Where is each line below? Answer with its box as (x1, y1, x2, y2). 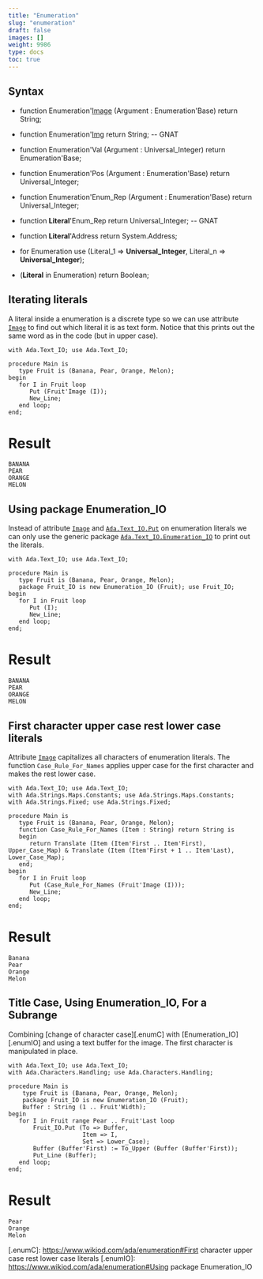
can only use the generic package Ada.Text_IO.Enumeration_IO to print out (8, 532, 250, 542)
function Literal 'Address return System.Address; (19, 231, 178, 241)
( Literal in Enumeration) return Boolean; (19, 270, 149, 279)
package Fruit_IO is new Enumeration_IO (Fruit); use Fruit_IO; (18, 583, 235, 591)
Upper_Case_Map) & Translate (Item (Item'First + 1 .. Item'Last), (8, 846, 235, 854)
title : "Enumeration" (8, 11, 80, 20)
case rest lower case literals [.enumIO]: (8, 1253, 136, 1263)
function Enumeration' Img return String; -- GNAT (19, 129, 179, 139)
